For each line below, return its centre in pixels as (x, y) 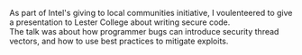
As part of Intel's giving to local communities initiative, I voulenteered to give (151, 13)
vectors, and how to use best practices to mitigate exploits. (119, 41)
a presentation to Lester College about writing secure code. (120, 22)
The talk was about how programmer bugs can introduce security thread (144, 31)
